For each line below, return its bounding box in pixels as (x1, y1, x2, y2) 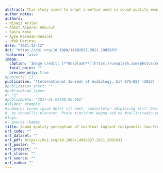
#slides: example (5, 102, 40, 107)
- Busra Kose (5, 30, 32, 34)
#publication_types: (5, 88, 47, 93)
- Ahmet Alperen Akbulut (5, 25, 55, 30)
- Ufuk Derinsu (5, 39, 36, 44)
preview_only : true (9, 70, 49, 75)
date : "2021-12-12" (5, 43, 45, 48)
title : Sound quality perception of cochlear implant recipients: (5, 124, 142, 129)
